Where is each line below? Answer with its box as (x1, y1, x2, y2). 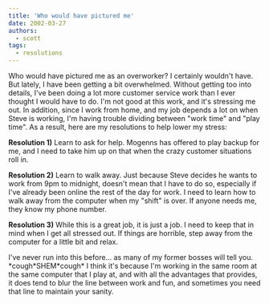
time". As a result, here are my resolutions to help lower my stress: (8, 122, 227, 132)
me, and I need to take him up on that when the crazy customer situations (8, 146, 252, 156)
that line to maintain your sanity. (8, 286, 114, 296)
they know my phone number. (8, 205, 107, 213)
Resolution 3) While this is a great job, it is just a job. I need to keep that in (8, 220, 255, 229)
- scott (15, 34, 42, 43)
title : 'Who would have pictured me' (8, 11, 135, 20)
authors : (8, 26, 38, 34)
